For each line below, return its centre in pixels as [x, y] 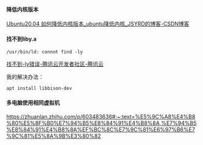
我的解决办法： [25, 77]
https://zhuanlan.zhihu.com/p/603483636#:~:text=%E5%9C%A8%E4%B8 [101, 116]
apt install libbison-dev [39, 89]
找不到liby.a [21, 39]
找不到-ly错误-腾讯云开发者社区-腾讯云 [55, 64]
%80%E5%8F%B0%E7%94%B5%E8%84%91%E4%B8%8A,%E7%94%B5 [101, 123]
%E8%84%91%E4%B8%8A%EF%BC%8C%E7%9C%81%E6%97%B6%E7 [101, 129]
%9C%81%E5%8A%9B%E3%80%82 [54, 136]
